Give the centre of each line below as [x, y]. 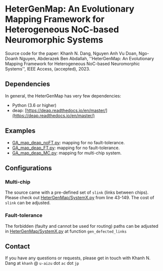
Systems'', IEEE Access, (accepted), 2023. [48, 68]
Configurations [28, 168]
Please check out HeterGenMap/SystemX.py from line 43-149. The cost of [80, 198]
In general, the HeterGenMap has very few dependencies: [63, 96]
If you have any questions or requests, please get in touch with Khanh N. [78, 258]
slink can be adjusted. [28, 203]
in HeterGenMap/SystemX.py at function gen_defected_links [66, 231]
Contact [18, 246]
